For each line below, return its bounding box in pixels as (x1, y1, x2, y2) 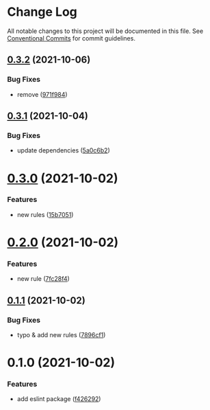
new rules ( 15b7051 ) (16, 210, 74, 218)
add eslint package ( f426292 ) (16, 395, 101, 403)
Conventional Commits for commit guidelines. (7, 34, 135, 42)
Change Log (7, 4, 77, 20)
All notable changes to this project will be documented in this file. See (7, 27, 204, 35)
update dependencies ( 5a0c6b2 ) (16, 146, 111, 155)
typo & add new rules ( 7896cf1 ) (16, 330, 106, 339)
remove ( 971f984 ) (16, 90, 68, 98)
